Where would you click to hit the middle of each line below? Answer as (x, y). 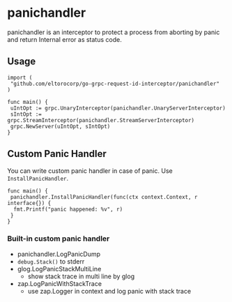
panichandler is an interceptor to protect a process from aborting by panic (114, 32)
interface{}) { (29, 203)
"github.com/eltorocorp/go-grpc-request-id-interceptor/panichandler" (115, 84)
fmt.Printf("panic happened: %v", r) (68, 209)
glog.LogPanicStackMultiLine (59, 269)
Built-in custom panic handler (59, 239)
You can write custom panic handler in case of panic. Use (90, 171)
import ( (20, 77)
